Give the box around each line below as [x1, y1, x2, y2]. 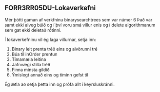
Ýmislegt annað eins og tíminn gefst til [11, 72, 88, 77]
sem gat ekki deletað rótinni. [4, 27, 61, 33]
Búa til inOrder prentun [11, 51, 58, 57]
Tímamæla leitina [11, 56, 46, 62]
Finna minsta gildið [11, 67, 50, 73]
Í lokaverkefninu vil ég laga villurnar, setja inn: [4, 37, 96, 42]
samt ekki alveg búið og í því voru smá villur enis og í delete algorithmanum [4, 22, 156, 28]
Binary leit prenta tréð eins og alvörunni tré [11, 46, 98, 52]
